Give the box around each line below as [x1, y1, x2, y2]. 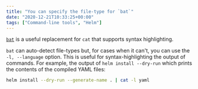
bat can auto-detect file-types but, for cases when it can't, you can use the [6, 47, 190, 54]
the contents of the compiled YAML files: [6, 66, 106, 73]
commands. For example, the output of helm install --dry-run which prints [6, 60, 193, 67]
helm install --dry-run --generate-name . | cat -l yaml [6, 77, 150, 83]
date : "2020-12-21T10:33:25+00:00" [6, 14, 94, 20]
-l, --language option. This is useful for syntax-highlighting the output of [6, 54, 186, 61]
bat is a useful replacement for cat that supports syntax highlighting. [6, 36, 174, 43]
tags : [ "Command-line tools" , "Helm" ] [6, 19, 102, 25]
